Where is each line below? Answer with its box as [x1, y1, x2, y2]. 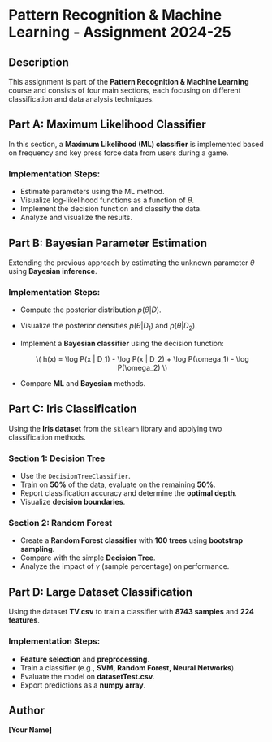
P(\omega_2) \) [117, 363, 168, 373]
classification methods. [8, 432, 87, 442]
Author [8, 703, 45, 717]
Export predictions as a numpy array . [19, 680, 146, 690]
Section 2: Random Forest [8, 518, 113, 529]
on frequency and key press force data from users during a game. [8, 148, 229, 158]
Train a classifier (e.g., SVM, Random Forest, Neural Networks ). [19, 662, 237, 672]
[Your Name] [8, 725, 53, 735]
